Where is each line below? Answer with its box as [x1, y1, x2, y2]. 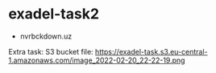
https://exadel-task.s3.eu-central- [95, 47, 208, 56]
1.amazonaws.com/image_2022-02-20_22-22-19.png [8, 55, 185, 65]
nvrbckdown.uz [19, 31, 73, 41]
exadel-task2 [8, 5, 99, 23]
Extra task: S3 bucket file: [8, 47, 94, 56]
